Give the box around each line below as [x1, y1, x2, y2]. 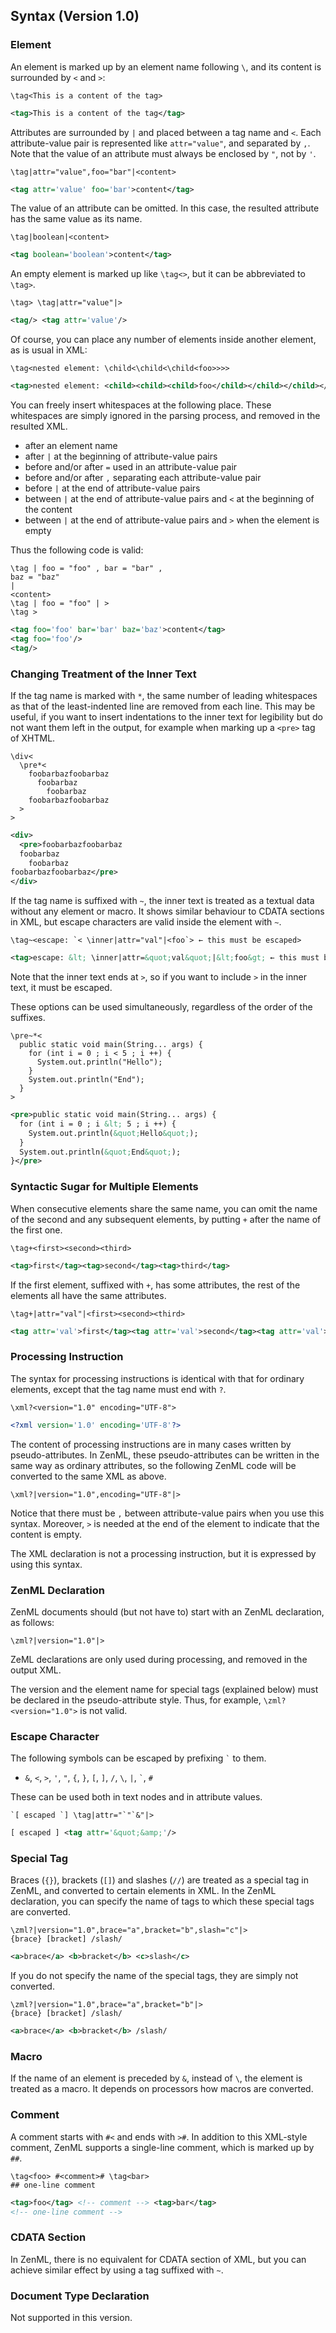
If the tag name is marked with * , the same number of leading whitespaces [10, 689, 318, 701]
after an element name [24, 440, 118, 452]
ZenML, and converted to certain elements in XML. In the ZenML [10, 1885, 277, 1897]
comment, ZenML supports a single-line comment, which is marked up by [10, 2141, 315, 2153]
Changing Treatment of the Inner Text [10, 667, 197, 681]
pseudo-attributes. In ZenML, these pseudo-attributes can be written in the [10, 1449, 320, 1461]
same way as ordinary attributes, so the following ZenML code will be [10, 1459, 297, 1471]
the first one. [10, 1224, 63, 1236]
